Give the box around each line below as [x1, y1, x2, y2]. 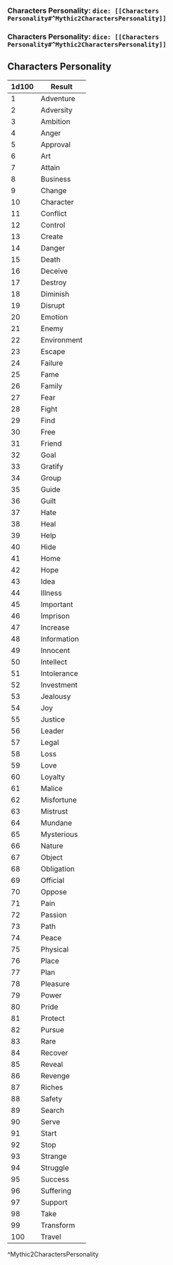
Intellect [40, 657, 68, 666]
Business [40, 174, 71, 184]
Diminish [40, 289, 70, 299]
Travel [40, 1232, 61, 1242]
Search [40, 1105, 65, 1115]
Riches [40, 1082, 64, 1092]
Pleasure [40, 978, 71, 988]
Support [40, 1197, 68, 1207]
